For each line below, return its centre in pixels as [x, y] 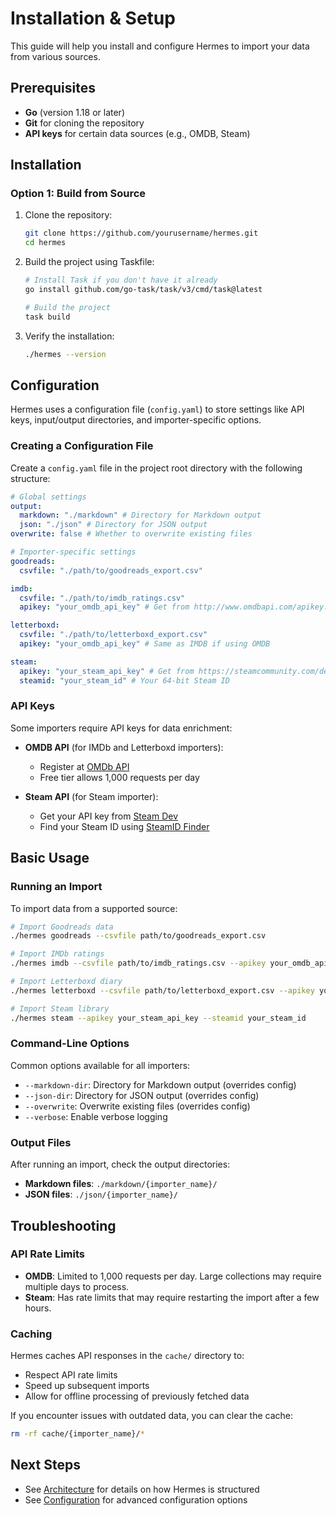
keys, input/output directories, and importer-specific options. [136, 420]
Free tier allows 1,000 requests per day [119, 777]
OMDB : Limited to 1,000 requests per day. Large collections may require [173, 1276]
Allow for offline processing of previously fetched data [137, 1396]
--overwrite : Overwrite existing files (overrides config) [137, 1106]
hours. [38, 1308]
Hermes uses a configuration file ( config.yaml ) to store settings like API [157, 409]
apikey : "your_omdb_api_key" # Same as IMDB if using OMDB [145, 644]
